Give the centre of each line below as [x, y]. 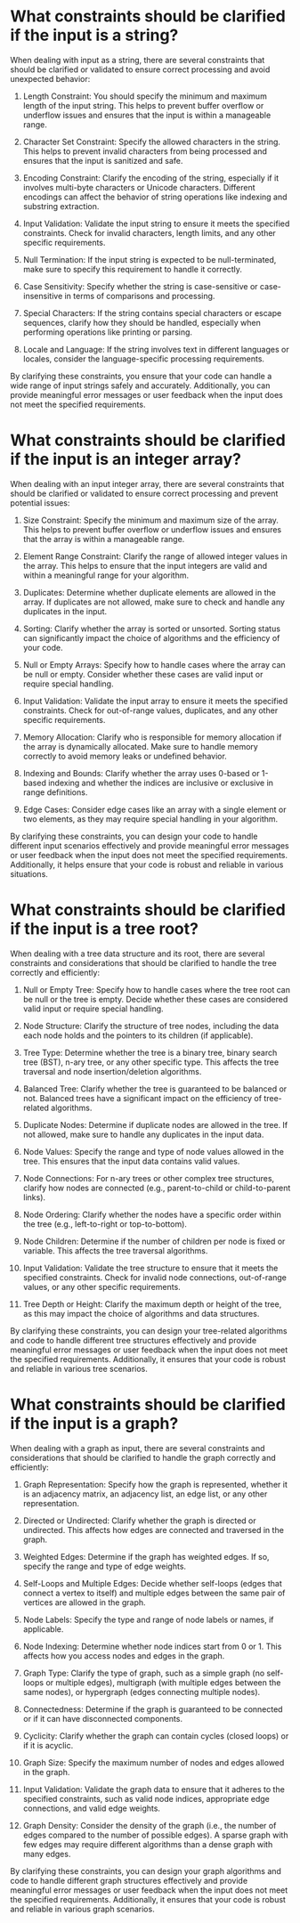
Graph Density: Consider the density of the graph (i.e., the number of [150, 1825]
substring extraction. [61, 206]
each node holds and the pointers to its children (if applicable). [138, 1035]
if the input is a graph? [94, 1424]
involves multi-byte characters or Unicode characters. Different [139, 187]
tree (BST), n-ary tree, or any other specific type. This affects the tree [151, 1062]
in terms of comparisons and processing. [140, 296]
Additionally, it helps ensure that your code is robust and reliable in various [147, 864]
